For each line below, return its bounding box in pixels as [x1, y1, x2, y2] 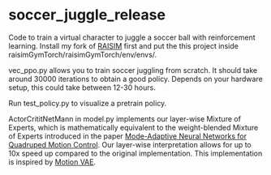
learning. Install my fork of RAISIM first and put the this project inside [8, 41, 239, 50]
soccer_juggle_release [8, 6, 166, 24]
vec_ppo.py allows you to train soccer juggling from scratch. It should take [8, 65, 258, 75]
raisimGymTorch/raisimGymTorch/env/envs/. [8, 49, 157, 59]
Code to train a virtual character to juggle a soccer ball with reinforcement [8, 32, 256, 42]
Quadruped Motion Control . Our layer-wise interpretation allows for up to [8, 139, 252, 149]
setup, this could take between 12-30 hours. [8, 83, 156, 92]
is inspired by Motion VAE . [8, 156, 96, 167]
